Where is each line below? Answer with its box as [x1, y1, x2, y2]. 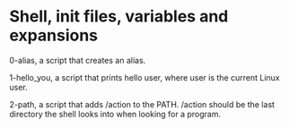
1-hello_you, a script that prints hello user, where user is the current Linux [9, 72, 280, 82]
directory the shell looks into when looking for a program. [9, 108, 222, 119]
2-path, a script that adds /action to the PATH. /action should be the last [9, 98, 276, 109]
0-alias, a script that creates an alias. [9, 55, 146, 65]
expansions [9, 25, 99, 46]
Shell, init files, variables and [9, 6, 229, 27]
